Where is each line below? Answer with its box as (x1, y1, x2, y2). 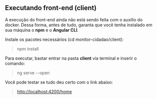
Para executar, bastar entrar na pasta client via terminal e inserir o (5, 55, 137, 61)
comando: (5, 60, 25, 66)
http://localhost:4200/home (16, 88, 72, 94)
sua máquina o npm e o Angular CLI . (5, 27, 79, 33)
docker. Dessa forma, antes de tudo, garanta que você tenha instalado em (5, 22, 153, 28)
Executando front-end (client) (5, 4, 97, 12)
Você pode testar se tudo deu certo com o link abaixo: (5, 79, 113, 85)
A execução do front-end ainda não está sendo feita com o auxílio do (5, 16, 143, 22)
